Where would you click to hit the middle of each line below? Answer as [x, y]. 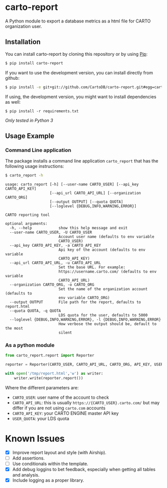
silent [65, 333]
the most [14, 328]
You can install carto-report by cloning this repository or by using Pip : [76, 54]
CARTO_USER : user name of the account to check [61, 397]
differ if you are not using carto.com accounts [59, 408]
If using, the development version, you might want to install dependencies [81, 97]
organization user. [24, 26]
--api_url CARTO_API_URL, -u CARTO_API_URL [55, 263]
